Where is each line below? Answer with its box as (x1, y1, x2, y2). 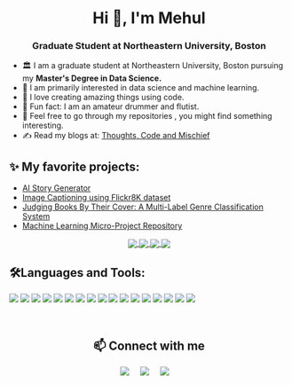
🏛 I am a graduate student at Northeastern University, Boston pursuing (21, 60, 284, 71)
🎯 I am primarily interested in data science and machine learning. (21, 82, 260, 93)
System (21, 211, 51, 222)
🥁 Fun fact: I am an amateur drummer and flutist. (21, 101, 200, 112)
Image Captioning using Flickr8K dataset (21, 192, 171, 203)
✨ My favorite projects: (9, 159, 140, 174)
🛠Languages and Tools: (9, 265, 146, 280)
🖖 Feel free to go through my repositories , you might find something (21, 111, 272, 122)
